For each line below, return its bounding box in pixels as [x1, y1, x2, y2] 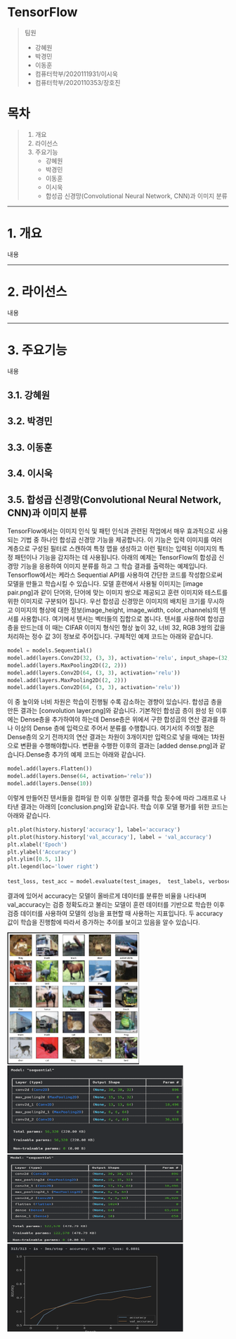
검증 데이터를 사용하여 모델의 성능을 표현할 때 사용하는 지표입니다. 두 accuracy [7, 909, 223, 917]
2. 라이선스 [7, 284, 67, 299]
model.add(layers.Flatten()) [7, 765, 93, 773]
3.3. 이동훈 [7, 441, 53, 453]
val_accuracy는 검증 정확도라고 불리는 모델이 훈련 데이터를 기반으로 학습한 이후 [7, 900, 225, 908]
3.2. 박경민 [7, 415, 53, 427]
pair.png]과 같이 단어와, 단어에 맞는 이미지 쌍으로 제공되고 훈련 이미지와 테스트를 [7, 588, 228, 597]
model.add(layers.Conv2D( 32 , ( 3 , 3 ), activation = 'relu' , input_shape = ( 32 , [7, 654, 231, 661]
